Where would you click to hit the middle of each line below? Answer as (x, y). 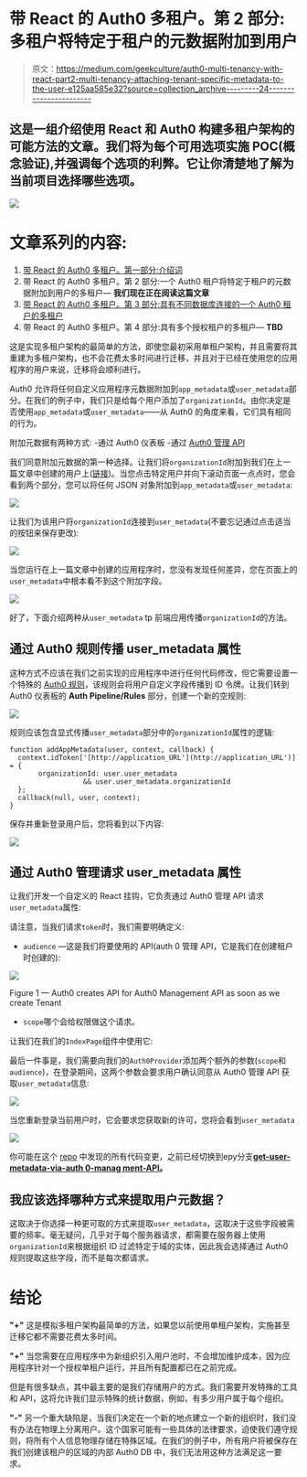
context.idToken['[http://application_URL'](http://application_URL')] (157, 757)
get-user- (271, 1157)
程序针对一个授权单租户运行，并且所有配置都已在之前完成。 (129, 1367)
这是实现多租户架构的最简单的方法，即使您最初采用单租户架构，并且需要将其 (153, 346)
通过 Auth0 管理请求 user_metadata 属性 (126, 872)
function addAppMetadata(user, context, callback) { (112, 749)
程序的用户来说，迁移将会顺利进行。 (78, 369)
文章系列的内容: (69, 242)
